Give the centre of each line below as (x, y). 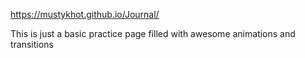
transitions (32, 44)
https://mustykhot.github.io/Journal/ (85, 14)
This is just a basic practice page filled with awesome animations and (153, 33)
